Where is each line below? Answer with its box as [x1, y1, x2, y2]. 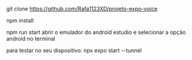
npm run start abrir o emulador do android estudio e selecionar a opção [6, 28, 186, 36]
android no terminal [6, 35, 55, 42]
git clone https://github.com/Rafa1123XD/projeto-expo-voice [6, 5, 158, 12]
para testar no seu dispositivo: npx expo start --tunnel [6, 47, 142, 54]
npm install [6, 17, 34, 24]
